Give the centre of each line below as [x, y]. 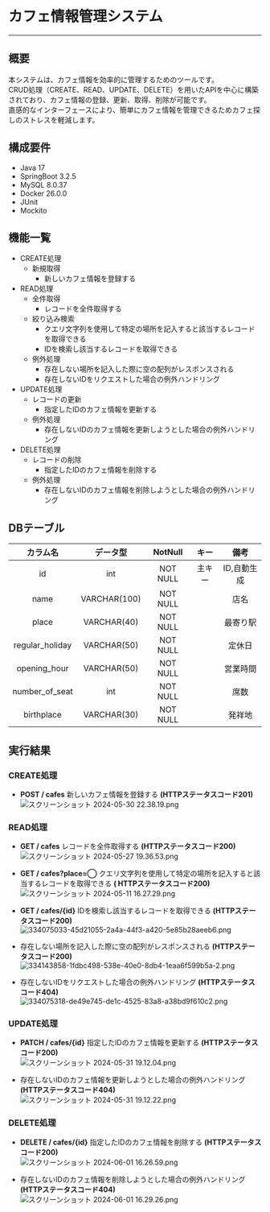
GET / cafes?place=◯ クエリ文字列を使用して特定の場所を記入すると [137, 874]
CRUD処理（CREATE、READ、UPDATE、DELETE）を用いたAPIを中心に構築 [134, 89]
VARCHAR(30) [111, 715]
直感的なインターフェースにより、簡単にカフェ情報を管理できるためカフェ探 [135, 110]
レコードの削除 [57, 460]
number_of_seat [43, 692]
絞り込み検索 [53, 319]
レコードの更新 [57, 399]
